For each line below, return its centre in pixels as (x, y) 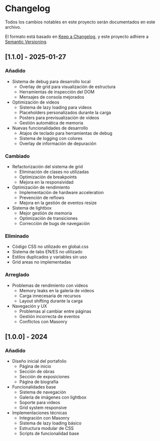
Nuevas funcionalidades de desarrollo (50, 128)
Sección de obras (37, 371)
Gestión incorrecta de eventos (49, 316)
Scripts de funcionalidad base (49, 434)
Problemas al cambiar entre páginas (55, 311)
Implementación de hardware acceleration (62, 192)
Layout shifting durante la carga (51, 301)
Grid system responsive (43, 408)
